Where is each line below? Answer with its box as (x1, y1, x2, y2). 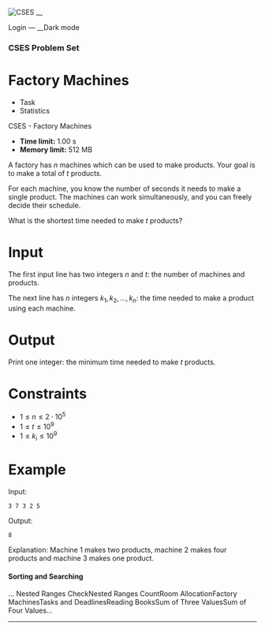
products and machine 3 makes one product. (8, 554, 155, 563)
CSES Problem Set (8, 42, 80, 53)
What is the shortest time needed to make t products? (8, 215, 183, 225)
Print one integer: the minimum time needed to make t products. (8, 357, 216, 367)
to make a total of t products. (8, 168, 103, 177)
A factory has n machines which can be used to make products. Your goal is (8, 160, 256, 170)
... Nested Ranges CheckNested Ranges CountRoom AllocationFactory (8, 589, 238, 598)
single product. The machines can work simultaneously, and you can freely (8, 192, 252, 201)
